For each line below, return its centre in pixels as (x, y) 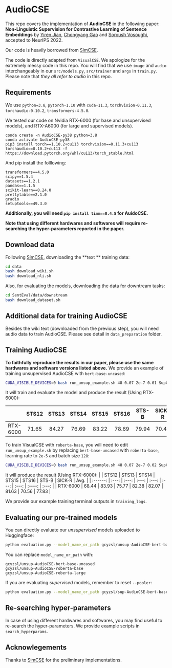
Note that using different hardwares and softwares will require (73, 223)
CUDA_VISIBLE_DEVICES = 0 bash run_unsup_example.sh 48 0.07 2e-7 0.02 (81, 465)
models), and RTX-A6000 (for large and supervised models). (69, 126)
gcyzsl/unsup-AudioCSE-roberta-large (46, 573)
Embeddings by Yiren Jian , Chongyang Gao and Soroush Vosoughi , (77, 34)
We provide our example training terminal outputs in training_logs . (76, 502)
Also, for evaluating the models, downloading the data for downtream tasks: (85, 286)
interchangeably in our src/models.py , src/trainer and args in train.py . (81, 71)
